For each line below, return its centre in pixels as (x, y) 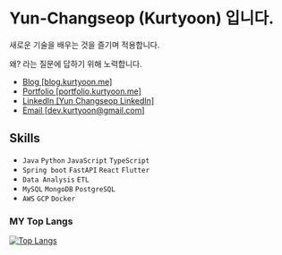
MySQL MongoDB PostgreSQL (69, 189)
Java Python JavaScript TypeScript (86, 161)
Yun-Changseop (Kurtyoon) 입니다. (142, 18)
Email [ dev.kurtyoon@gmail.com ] (83, 110)
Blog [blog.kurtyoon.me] (67, 81)
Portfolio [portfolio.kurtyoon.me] (81, 91)
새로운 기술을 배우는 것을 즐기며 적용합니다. (85, 45)
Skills (25, 138)
